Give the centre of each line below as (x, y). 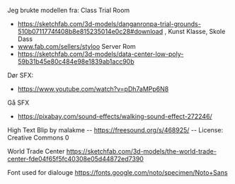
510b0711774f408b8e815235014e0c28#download (90, 31)
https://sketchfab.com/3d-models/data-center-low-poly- (101, 54)
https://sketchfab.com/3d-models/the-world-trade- (142, 151)
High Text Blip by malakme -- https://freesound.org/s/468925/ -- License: (115, 130)
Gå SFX (18, 103)
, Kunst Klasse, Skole (195, 31)
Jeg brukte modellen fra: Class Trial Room (69, 10)
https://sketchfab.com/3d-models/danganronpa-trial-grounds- (109, 24)
